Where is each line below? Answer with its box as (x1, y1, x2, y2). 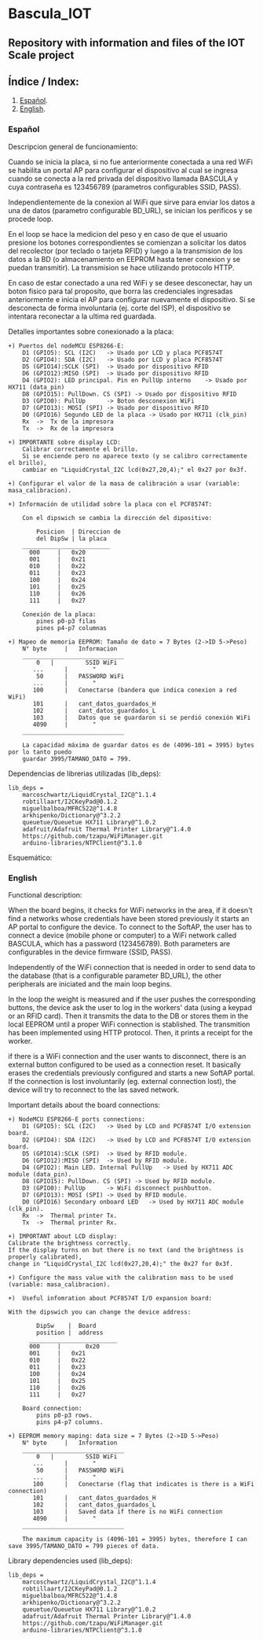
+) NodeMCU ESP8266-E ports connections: (8, 1115, 146, 1123)
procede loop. (8, 214, 53, 223)
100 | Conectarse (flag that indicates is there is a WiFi (32, 1480, 255, 1488)
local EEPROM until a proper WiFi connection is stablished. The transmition (8, 1020, 250, 1029)
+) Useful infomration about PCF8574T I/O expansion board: (8, 1294, 213, 1302)
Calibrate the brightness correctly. (8, 1239, 132, 1247)
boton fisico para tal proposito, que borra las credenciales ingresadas (8, 286, 233, 296)
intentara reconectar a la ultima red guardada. (8, 312, 157, 321)
